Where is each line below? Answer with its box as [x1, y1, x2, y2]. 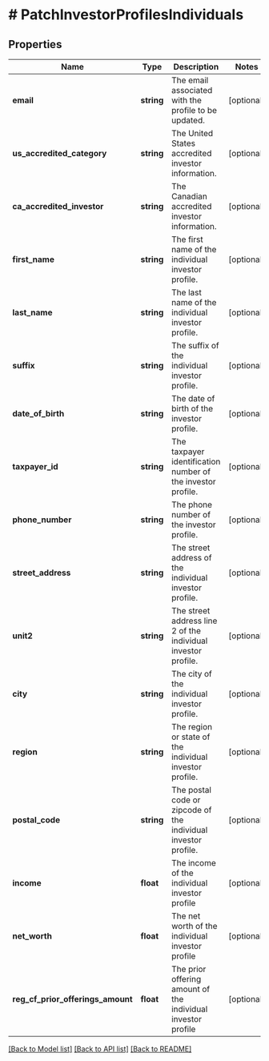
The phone [171, 499, 213, 510]
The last [171, 287, 202, 298]
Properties [8, 38, 62, 51]
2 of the [171, 625, 202, 636]
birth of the [171, 403, 214, 414]
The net [171, 910, 201, 922]
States [171, 138, 196, 149]
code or [171, 794, 201, 806]
